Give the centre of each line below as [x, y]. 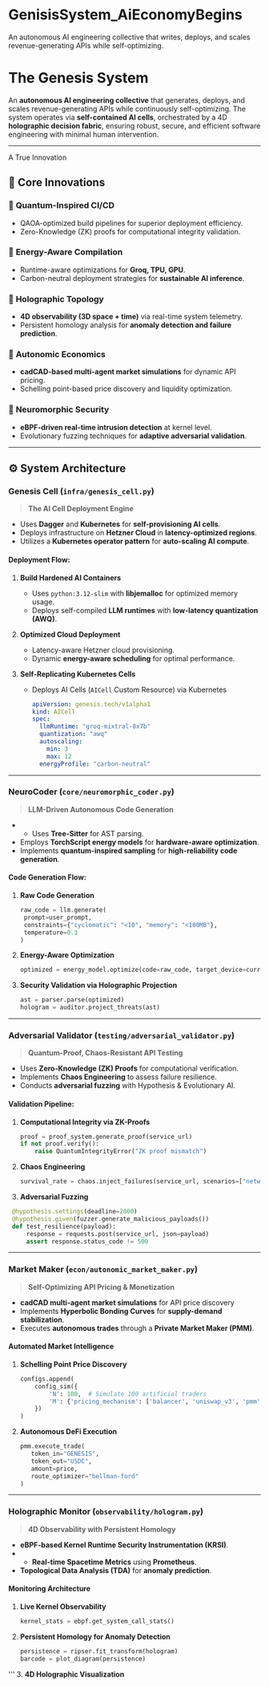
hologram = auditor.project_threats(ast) [90, 1008]
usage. [43, 602]
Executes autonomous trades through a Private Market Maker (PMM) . [137, 1328]
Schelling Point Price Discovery [73, 1364]
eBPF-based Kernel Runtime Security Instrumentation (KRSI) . [124, 1545]
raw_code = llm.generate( [63, 910]
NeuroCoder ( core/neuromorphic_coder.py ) [91, 792]
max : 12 [59, 756]
